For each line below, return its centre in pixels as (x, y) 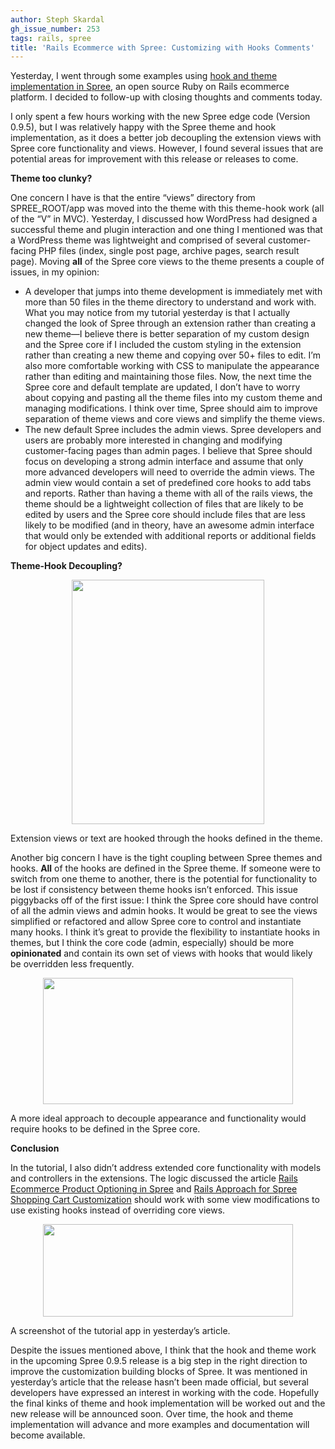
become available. (48, 1435)
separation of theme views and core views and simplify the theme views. (175, 419)
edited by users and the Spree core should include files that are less (165, 515)
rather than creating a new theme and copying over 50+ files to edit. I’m (172, 355)
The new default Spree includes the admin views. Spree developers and (173, 430)
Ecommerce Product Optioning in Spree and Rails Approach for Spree (154, 1189)
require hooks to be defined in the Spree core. (105, 1129)
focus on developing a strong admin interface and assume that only (164, 462)
